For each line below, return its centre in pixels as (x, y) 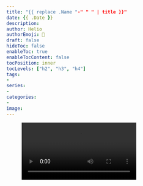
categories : (21, 97)
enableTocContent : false (38, 57)
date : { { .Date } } (30, 18)
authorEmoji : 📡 (26, 35)
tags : (13, 74)
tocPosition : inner (31, 63)
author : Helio (24, 29)
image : (15, 108)
